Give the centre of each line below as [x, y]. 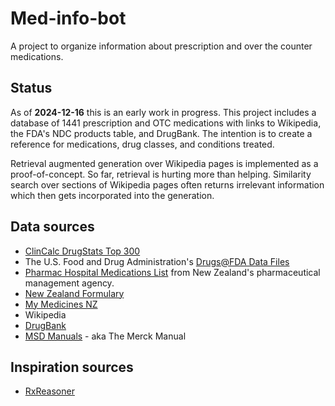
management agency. [69, 283]
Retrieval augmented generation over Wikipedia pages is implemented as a [164, 163]
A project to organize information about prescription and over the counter [161, 46]
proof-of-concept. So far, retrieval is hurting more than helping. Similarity [161, 174]
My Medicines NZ [61, 304]
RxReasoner [49, 391]
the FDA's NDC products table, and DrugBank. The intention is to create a [161, 133]
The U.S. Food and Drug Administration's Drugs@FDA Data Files [157, 261]
